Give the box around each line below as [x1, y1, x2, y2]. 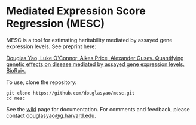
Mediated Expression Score [6, 4, 146, 18]
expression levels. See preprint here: [6, 43, 97, 50]
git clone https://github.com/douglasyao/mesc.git [6, 90, 135, 96]
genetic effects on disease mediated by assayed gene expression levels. [6, 61, 185, 68]
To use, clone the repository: [6, 79, 77, 86]
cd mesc [6, 95, 26, 101]
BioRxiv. [6, 67, 26, 74]
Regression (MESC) [6, 17, 105, 30]
